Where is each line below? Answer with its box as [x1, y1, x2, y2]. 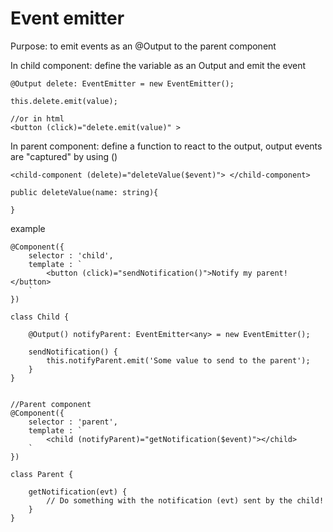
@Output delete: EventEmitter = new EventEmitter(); [10, 78, 235, 89]
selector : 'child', [28, 250, 114, 261]
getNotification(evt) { [28, 487, 128, 497]
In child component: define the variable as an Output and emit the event [10, 59, 307, 71]
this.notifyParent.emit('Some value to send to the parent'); [46, 355, 311, 366]
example [10, 222, 46, 234]
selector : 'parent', [28, 417, 118, 427]
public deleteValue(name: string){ [10, 187, 159, 197]
